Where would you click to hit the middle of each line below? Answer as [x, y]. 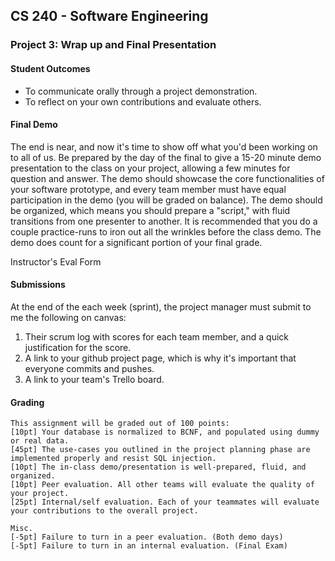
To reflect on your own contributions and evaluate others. [143, 101]
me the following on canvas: [68, 317]
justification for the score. [78, 347]
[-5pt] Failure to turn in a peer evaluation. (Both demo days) [147, 537]
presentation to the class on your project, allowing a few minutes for [150, 168]
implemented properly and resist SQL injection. [113, 459]
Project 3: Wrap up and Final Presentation [113, 45]
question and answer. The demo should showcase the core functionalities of [167, 178]
